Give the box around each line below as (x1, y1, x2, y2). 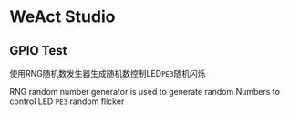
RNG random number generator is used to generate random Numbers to (9, 87, 281, 97)
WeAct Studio (9, 6, 116, 27)
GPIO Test (9, 43, 67, 58)
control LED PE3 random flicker (9, 96, 125, 107)
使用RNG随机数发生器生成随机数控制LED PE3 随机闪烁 (9, 68, 206, 78)
